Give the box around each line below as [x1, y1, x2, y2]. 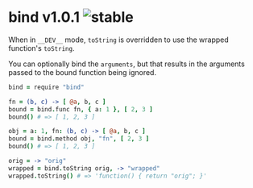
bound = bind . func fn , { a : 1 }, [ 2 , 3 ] [8, 105, 153, 113]
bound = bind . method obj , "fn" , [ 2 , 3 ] [8, 135, 150, 143]
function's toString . [8, 43, 75, 52]
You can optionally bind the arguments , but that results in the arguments [8, 59, 246, 69]
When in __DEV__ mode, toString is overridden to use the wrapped [8, 35, 230, 44]
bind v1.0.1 [8, 8, 81, 27]
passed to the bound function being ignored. [8, 67, 157, 77]
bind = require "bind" [8, 83, 85, 91]
